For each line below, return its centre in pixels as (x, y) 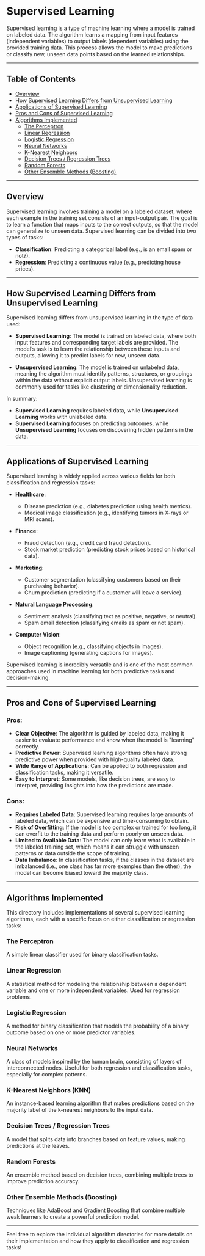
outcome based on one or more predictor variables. (71, 1032)
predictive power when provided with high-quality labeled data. (95, 759)
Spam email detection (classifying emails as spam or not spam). (104, 623)
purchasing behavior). (52, 586)
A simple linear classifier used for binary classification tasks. (82, 955)
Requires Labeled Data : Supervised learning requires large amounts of (104, 814)
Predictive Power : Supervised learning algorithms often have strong (101, 753)
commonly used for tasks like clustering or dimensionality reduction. (101, 387)
